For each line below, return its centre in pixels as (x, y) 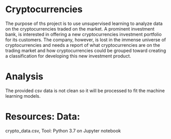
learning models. (23, 96)
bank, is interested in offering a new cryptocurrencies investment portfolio (84, 34)
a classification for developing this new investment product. (68, 56)
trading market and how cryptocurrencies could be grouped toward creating (86, 50)
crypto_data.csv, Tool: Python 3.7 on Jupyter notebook (63, 130)
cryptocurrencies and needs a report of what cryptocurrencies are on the (83, 45)
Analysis (24, 77)
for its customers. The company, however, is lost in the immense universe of (86, 40)
